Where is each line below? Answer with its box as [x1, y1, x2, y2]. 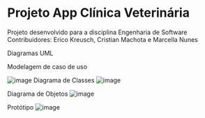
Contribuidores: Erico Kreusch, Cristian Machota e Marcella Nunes [7, 35, 199, 43]
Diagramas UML [7, 49, 54, 57]
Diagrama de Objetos [7, 89, 68, 98]
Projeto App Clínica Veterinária [7, 5, 190, 21]
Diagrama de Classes [33, 75, 95, 84]
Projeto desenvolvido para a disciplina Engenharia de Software [7, 28, 188, 36]
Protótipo [7, 103, 34, 111]
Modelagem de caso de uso [7, 62, 88, 71]
